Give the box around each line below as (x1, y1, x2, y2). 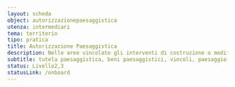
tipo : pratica (7, 36, 49, 43)
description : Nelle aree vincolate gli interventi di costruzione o (7, 50, 211, 57)
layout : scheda (7, 10, 52, 18)
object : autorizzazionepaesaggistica (7, 17, 117, 24)
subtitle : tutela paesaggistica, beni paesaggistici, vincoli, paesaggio (7, 56, 227, 63)
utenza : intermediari (7, 23, 71, 30)
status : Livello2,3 (7, 62, 64, 69)
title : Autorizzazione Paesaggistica (7, 43, 117, 50)
